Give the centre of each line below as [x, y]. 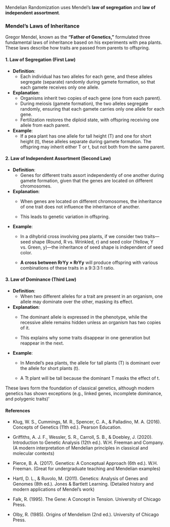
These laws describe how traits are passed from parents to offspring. [78, 48]
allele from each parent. [45, 125]
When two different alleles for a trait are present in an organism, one [92, 296]
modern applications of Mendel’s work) [54, 489]
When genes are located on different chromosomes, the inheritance [91, 201]
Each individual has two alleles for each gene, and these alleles [86, 76]
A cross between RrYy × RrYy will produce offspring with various [89, 262]
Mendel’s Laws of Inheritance [42, 26]
